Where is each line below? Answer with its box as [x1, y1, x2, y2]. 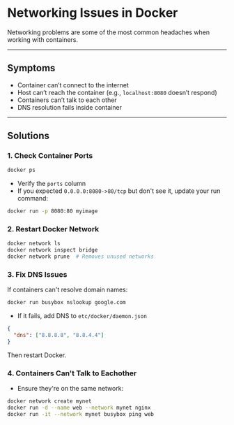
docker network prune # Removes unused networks [7, 253, 155, 260]
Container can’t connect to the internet [17, 80, 129, 89]
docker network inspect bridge [7, 247, 98, 254]
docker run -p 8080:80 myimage [7, 208, 98, 215]
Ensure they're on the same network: [17, 384, 124, 393]
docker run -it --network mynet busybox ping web [7, 410, 155, 417]
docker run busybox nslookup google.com [7, 299, 127, 306]
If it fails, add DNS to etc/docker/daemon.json [17, 312, 148, 320]
